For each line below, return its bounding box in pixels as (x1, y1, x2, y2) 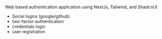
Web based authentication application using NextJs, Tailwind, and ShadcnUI (5, 4, 158, 10)
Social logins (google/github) (12, 13, 70, 19)
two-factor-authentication (12, 19, 64, 24)
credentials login (12, 24, 46, 29)
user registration (12, 29, 45, 34)
